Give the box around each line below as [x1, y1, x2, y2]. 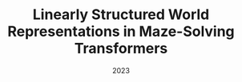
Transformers [74, 40, 168, 57]
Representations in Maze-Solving [7, 22, 235, 41]
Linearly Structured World [32, 6, 210, 24]
